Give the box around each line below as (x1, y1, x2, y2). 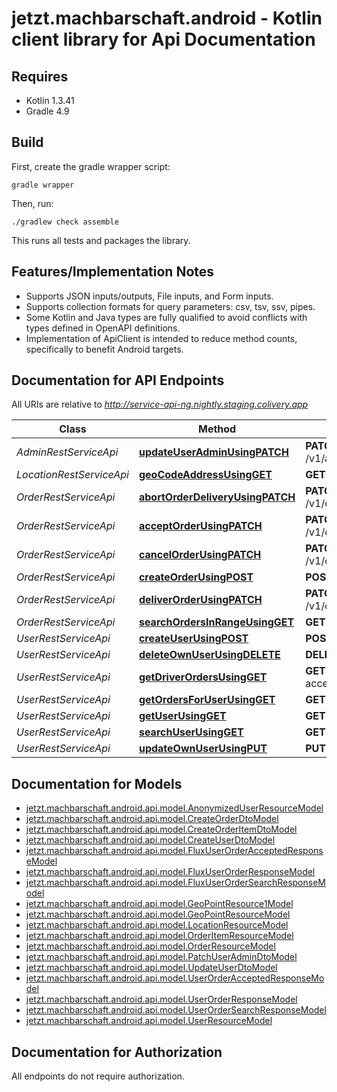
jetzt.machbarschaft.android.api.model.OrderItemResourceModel (25, 930, 294, 942)
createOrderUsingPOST (138, 570, 254, 584)
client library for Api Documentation (11, 28, 316, 51)
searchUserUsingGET (138, 725, 244, 739)
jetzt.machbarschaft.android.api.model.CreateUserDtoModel (25, 834, 276, 846)
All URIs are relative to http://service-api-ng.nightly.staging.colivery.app (11, 398, 309, 411)
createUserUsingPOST (138, 632, 249, 646)
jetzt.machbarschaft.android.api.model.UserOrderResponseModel (25, 993, 298, 1006)
